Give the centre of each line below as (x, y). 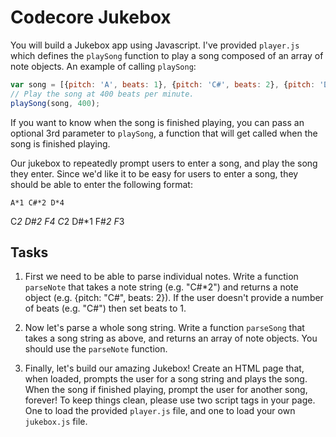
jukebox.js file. (56, 422)
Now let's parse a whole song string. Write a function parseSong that (164, 328)
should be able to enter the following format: (101, 184)
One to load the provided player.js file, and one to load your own (160, 411)
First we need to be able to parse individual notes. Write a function (161, 277)
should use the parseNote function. (96, 349)
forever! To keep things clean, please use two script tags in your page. (170, 400)
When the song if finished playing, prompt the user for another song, (166, 390)
